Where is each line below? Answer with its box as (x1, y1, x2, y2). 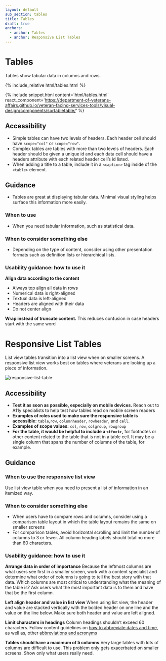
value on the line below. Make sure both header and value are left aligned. (5, 610, 156, 616)
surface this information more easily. (12, 199, 87, 205)
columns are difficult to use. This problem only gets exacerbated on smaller (5, 645, 159, 651)
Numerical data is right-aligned (12, 290, 76, 296)
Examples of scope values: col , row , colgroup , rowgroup (12, 423, 126, 429)
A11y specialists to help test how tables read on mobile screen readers (12, 407, 155, 413)
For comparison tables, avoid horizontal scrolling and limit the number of (12, 529, 160, 535)
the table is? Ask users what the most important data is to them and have (5, 585, 154, 591)
